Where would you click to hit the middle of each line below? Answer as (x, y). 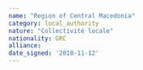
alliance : (25, 46)
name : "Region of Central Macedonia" (72, 16)
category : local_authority (54, 23)
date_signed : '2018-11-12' (54, 53)
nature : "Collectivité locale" (61, 31)
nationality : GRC (38, 38)
